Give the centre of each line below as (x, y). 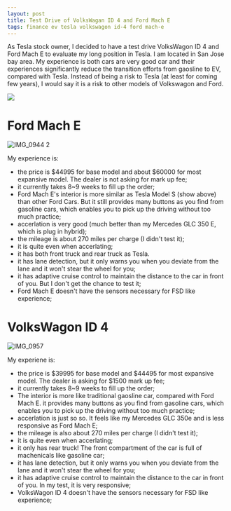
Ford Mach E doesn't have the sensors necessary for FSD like (106, 291)
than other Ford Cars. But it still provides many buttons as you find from (120, 202)
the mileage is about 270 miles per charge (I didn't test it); (101, 239)
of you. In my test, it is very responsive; (74, 485)
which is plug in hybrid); (52, 231)
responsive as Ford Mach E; (57, 425)
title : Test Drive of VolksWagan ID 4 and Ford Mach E (89, 20)
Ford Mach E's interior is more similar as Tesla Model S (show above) (117, 194)
